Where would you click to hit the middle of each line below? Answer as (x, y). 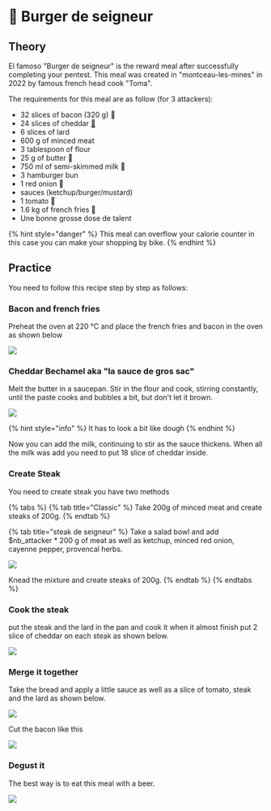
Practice (30, 268)
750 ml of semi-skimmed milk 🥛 (72, 166)
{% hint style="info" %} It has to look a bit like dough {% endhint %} (122, 429)
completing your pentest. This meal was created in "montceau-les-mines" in (135, 75)
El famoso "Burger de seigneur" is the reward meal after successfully (123, 66)
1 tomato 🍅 (38, 201)
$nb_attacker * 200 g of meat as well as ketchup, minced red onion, (121, 540)
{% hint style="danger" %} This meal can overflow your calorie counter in (131, 234)
